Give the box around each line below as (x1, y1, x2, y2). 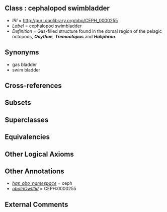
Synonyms (5, 48, 39, 57)
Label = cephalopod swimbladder (12, 23, 82, 29)
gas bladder (12, 61, 37, 67)
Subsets (5, 98, 31, 107)
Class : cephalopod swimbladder (5, 4, 110, 13)
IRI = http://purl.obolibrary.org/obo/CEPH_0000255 (12, 17, 118, 23)
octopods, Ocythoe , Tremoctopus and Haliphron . (12, 33, 117, 39)
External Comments (5, 200, 68, 208)
